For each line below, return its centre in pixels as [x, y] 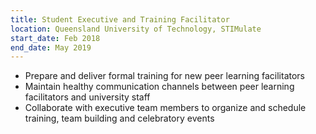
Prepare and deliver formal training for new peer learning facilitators [164, 76]
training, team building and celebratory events [119, 118]
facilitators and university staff [87, 97]
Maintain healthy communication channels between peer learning [159, 87]
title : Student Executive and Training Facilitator [120, 19]
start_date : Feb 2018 [55, 38]
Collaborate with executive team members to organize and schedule [165, 108]
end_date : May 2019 [51, 47]
